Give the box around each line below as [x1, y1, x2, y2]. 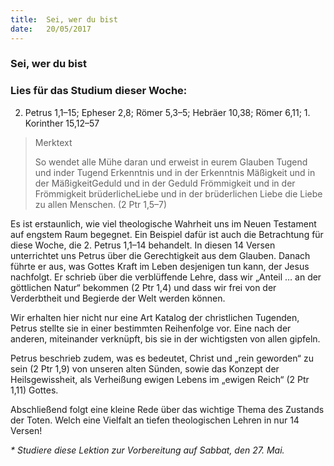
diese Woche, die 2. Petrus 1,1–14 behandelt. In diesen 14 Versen [10, 239, 276, 251]
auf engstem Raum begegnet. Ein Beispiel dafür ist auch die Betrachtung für [10, 228, 324, 240]
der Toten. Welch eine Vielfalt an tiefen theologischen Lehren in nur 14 [10, 414, 300, 426]
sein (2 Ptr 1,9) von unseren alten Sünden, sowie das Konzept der [10, 362, 280, 375]
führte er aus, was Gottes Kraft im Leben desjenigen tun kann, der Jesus [10, 260, 310, 272]
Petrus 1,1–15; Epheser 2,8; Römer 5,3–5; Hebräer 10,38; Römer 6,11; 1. [24, 106, 311, 118]
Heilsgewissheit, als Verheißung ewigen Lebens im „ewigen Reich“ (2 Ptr [10, 373, 310, 385]
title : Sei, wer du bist [10, 14, 118, 25]
